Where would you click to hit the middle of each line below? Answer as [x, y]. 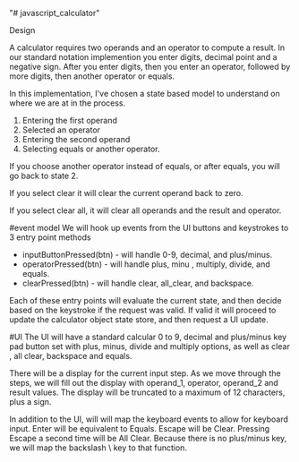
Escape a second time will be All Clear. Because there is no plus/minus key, [148, 438]
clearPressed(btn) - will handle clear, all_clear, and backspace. [138, 283]
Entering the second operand [76, 139]
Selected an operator [61, 130]
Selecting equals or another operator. [91, 149]
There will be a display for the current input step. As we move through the [145, 373]
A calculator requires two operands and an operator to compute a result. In [147, 47]
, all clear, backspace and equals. [71, 356]
